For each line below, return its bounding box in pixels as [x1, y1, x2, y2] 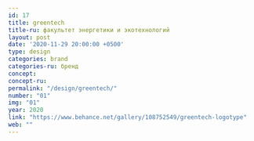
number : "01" [8, 92, 51, 99]
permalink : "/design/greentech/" [8, 84, 118, 92]
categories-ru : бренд [8, 63, 79, 70]
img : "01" [8, 99, 41, 107]
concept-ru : [8, 77, 47, 85]
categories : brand [8, 56, 68, 63]
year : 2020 [8, 107, 44, 114]
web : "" [8, 121, 34, 128]
